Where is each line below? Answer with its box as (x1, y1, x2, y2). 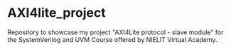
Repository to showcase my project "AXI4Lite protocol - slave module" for (7, 28, 224, 36)
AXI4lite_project (7, 5, 107, 21)
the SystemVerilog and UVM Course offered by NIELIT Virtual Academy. (7, 35, 218, 43)
